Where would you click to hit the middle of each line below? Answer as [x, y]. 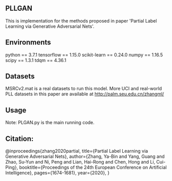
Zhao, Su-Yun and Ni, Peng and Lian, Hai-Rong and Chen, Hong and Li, [80, 162]
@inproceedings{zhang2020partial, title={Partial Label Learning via [77, 151]
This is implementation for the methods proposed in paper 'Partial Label [81, 21]
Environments [28, 42]
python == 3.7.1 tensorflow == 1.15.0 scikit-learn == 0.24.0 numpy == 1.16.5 [84, 55]
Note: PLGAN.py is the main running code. [50, 123]
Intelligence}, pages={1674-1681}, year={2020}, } [58, 173]
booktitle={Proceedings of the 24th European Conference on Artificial [93, 167]
